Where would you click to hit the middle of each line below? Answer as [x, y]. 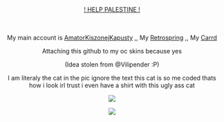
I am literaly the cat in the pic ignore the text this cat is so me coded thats [112, 78]
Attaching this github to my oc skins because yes [112, 51]
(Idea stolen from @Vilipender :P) [112, 64]
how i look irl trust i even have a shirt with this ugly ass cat [112, 85]
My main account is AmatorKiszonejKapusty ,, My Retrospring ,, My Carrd [112, 37]
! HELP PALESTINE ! [112, 9]
